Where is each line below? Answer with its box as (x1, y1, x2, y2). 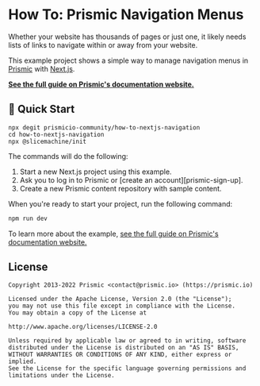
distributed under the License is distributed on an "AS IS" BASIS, (8, 344, 239, 352)
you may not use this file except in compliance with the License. (8, 302, 236, 311)
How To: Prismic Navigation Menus (8, 6, 244, 24)
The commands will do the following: (8, 151, 128, 160)
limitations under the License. (8, 372, 115, 380)
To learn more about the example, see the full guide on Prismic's (8, 229, 220, 238)
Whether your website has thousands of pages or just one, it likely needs (8, 32, 247, 41)
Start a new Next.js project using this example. (19, 167, 172, 176)
